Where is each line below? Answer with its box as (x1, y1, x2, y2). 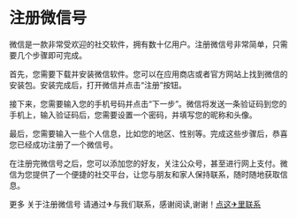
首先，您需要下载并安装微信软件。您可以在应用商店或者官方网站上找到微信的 (9, 68, 288, 79)
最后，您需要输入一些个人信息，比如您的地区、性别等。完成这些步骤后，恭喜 (9, 128, 288, 139)
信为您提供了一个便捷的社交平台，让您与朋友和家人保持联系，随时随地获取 (9, 169, 280, 179)
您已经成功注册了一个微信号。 (9, 139, 118, 150)
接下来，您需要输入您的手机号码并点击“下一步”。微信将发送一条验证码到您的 (9, 98, 287, 109)
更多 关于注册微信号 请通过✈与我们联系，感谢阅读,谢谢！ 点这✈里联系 (9, 199, 262, 209)
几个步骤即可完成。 (16, 49, 87, 60)
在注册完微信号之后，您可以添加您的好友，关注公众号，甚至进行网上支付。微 (9, 158, 288, 169)
